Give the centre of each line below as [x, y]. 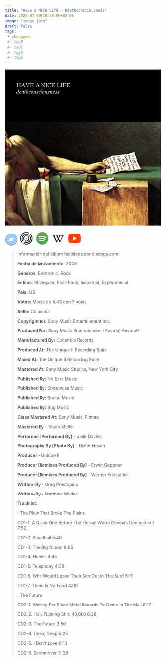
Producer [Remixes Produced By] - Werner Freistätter [73, 474]
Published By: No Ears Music [47, 379]
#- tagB [15, 42]
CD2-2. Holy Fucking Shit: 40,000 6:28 [57, 614]
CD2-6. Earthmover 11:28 [42, 653]
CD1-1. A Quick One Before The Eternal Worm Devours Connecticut [85, 522]
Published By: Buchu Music [45, 398]
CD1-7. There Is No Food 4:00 [47, 585]
